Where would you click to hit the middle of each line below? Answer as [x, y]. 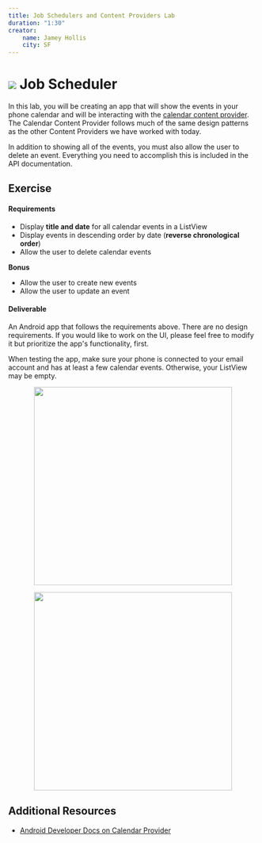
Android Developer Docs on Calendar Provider [95, 830]
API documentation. [40, 164]
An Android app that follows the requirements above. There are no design [128, 327]
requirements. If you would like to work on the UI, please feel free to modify [131, 335]
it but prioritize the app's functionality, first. [78, 343]
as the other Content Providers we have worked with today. [105, 132]
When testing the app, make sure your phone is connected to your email [126, 358]
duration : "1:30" [37, 23]
